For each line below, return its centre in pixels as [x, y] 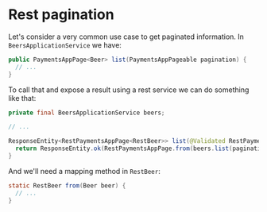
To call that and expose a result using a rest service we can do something [129, 90]
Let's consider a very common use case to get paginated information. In [126, 37]
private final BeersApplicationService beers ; [87, 113]
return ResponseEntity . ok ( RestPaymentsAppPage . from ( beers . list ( [124, 148]
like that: [22, 98]
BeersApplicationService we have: [65, 44]
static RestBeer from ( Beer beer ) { [67, 185]
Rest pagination [61, 15]
